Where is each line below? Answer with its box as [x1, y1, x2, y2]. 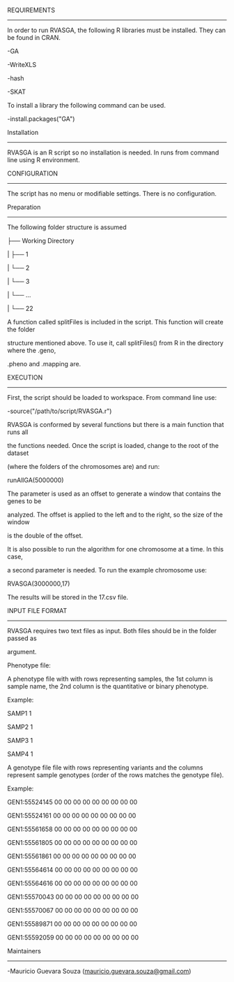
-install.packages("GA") [7, 115, 75, 123]
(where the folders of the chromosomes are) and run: [7, 463, 160, 470]
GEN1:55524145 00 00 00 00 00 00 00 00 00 [7, 798, 138, 806]
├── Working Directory [7, 237, 75, 245]
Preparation [7, 203, 41, 211]
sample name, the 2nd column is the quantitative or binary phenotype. [7, 682, 209, 691]
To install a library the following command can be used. [7, 101, 166, 109]
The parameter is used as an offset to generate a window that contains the [7, 489, 221, 498]
